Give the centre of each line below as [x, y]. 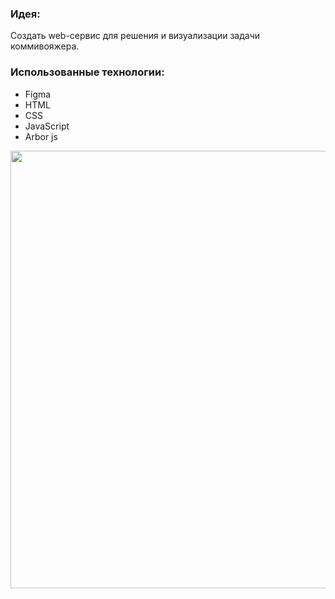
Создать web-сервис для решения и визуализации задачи [135, 36]
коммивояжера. [45, 46]
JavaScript [47, 126]
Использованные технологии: [87, 72]
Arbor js [41, 136]
